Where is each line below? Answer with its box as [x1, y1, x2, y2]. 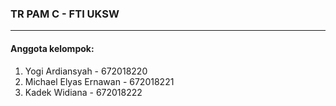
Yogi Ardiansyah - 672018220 [24, 65, 148, 77]
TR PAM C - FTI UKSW [10, 7, 120, 21]
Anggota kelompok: [10, 42, 95, 54]
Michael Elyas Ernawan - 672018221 [24, 75, 175, 87]
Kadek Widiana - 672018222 [24, 86, 143, 98]
